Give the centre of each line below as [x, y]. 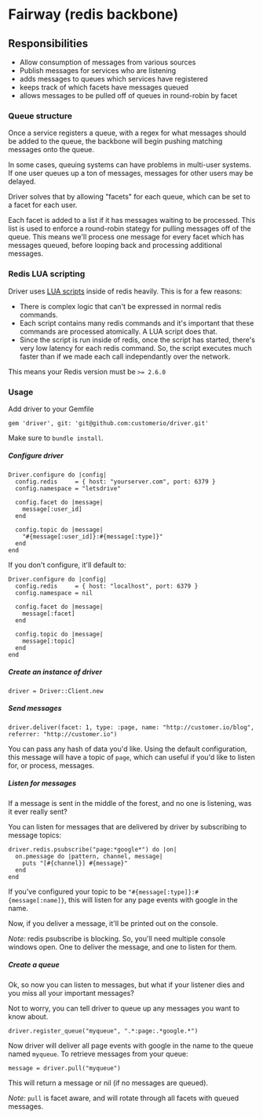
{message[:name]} [37, 900]
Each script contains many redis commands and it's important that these [137, 323]
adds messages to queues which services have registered [113, 79]
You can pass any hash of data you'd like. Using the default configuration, [128, 749]
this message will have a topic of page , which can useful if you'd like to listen [131, 757]
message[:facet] [49, 614]
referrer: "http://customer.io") [63, 734]
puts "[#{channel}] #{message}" [75, 863]
